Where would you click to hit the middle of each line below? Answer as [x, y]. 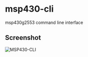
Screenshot [23, 38]
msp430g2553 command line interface [44, 22]
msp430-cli [29, 9]
